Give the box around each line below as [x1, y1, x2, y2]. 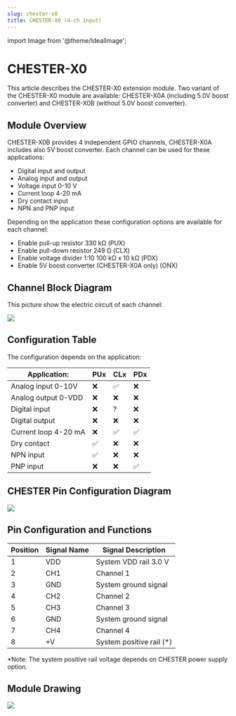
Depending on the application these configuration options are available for [7, 218, 223, 226]
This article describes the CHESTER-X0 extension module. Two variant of [7, 84, 220, 92]
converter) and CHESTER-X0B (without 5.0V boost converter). [7, 99, 188, 108]
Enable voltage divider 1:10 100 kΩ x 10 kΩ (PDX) [17, 254, 159, 263]
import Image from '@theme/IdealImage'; [7, 36, 126, 44]
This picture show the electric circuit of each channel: [7, 301, 163, 309]
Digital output [11, 415, 55, 425]
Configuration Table [7, 334, 97, 346]
